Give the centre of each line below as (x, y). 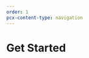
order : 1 (17, 12)
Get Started (36, 48)
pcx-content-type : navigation (45, 18)
